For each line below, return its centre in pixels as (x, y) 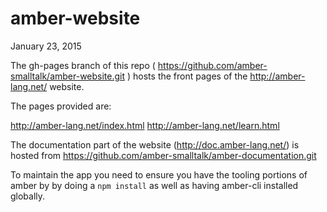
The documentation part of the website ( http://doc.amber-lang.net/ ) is (155, 144)
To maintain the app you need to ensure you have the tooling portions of (159, 174)
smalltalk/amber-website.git (68, 76)
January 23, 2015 (46, 46)
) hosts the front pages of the (187, 76)
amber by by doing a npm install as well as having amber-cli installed (154, 185)
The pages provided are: (61, 106)
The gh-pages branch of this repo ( (83, 65)
